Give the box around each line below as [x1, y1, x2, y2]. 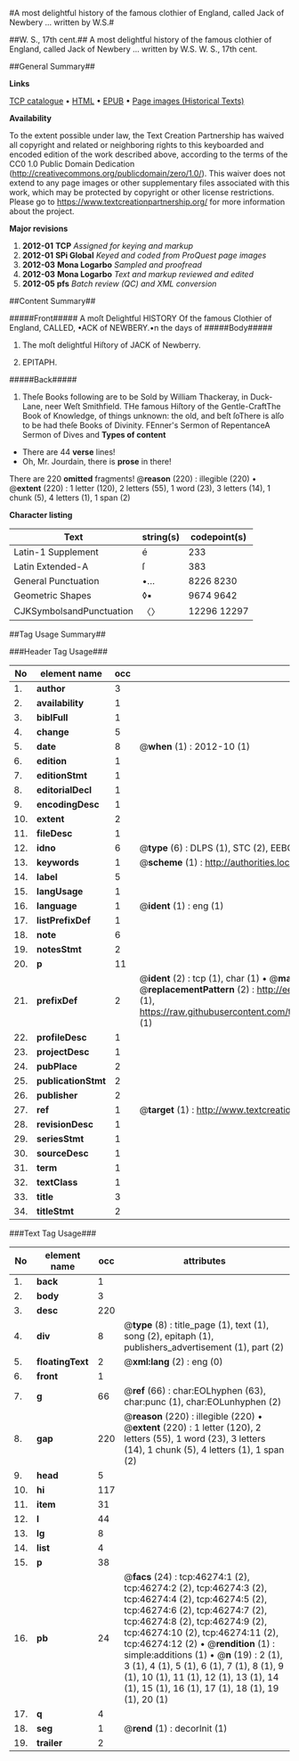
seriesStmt [36, 1132, 85, 1145]
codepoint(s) [190, 531, 247, 543]
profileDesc [36, 1032, 87, 1043]
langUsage [36, 885, 84, 897]
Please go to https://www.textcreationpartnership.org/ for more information [9, 196, 286, 207]
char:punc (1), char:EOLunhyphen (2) [124, 1395, 282, 1408]
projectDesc [36, 1046, 90, 1057]
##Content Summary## [9, 296, 96, 306]
